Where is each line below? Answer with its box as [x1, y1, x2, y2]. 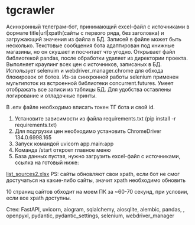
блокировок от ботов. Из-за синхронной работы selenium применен [6, 73, 179, 80]
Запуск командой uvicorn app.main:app [14, 140, 114, 147]
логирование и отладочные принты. [6, 92, 97, 99]
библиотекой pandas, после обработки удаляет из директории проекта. [6, 54, 188, 61]
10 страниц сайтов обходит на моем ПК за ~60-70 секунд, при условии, [6, 188, 189, 195]
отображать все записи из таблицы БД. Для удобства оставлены [6, 86, 171, 93]
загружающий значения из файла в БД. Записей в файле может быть [6, 35, 182, 43]
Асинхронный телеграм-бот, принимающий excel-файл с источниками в [6, 23, 190, 30]
